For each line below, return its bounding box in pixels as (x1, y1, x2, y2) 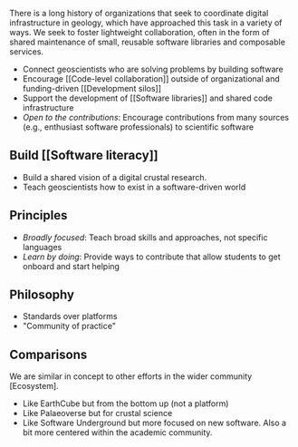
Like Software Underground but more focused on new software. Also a (22, 417, 287, 429)
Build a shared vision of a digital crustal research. (22, 171, 207, 182)
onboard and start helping (22, 260, 120, 271)
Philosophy (9, 287, 75, 303)
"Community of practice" (22, 321, 116, 332)
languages (22, 241, 62, 252)
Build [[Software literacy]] (9, 148, 159, 163)
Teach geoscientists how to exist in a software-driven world (22, 181, 246, 192)
